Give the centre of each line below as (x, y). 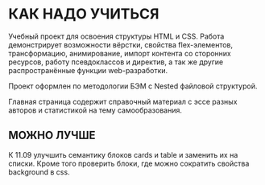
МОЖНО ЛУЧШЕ (52, 136)
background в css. (39, 172)
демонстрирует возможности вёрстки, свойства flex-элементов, (121, 44)
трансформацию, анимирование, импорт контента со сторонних (120, 53)
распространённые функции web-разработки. (88, 70)
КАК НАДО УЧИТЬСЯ (84, 14)
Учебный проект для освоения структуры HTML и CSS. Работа (116, 36)
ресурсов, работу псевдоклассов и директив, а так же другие (116, 62)
